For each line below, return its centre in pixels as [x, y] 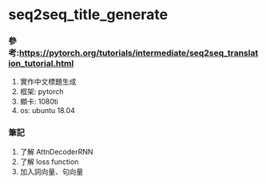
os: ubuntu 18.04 [48, 111]
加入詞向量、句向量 [52, 171]
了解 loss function [49, 162]
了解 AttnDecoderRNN [56, 151]
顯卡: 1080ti [39, 102]
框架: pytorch [42, 92]
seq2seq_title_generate [88, 15]
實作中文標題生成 [48, 82]
